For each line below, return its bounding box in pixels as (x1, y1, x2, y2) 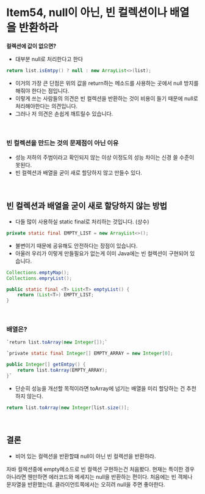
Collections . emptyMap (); (6, 269, 70, 275)
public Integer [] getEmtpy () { (6, 362, 86, 368)
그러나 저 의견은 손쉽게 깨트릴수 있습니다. (15, 110, 113, 117)
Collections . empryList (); (6, 275, 72, 282)
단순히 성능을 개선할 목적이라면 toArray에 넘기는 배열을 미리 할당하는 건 (15, 384, 185, 392)
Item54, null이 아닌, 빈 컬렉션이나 (6, 6, 168, 20)
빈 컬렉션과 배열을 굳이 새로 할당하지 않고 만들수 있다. (15, 169, 142, 176)
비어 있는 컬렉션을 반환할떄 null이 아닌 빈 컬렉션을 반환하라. (15, 452, 156, 460)
